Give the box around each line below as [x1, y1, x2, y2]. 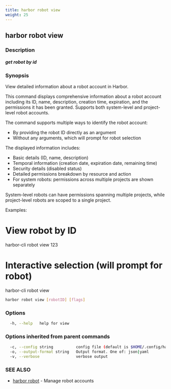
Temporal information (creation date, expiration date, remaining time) [12, 160, 158, 166]
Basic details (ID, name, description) [12, 155, 89, 161]
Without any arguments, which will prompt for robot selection [12, 135, 141, 141]
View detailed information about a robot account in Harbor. [5, 84, 129, 90]
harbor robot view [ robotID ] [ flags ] [5, 297, 85, 303]
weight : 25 [5, 12, 28, 17]
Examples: [5, 207, 27, 213]
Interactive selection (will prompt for [5, 260, 163, 271]
